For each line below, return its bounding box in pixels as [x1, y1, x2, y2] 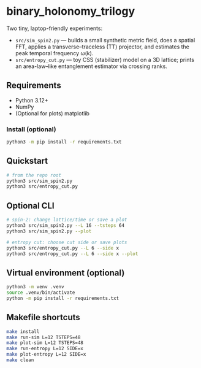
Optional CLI [6, 201, 55, 211]
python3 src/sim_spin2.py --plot [6, 228, 92, 234]
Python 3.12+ [15, 96, 48, 104]
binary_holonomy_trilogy [6, 4, 135, 18]
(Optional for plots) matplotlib [15, 109, 90, 117]
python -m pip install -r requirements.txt [6, 295, 119, 301]
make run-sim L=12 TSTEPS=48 [6, 334, 81, 340]
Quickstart [6, 156, 48, 166]
